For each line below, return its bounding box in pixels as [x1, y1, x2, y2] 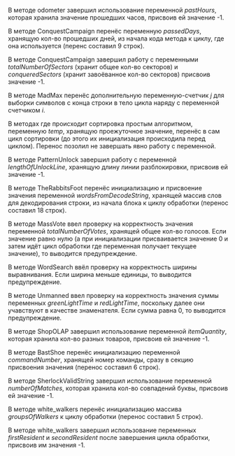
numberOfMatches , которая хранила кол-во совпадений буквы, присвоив [8, 384, 228, 392]
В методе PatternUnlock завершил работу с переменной [8, 155, 177, 164]
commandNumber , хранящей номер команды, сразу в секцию [8, 356, 194, 364]
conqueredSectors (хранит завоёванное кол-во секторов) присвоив [8, 70, 211, 78]
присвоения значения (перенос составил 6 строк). [8, 363, 161, 371]
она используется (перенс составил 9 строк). [8, 42, 145, 50]
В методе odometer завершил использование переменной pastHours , [8, 6, 217, 14]
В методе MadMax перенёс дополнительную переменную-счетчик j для [8, 91, 225, 99]
